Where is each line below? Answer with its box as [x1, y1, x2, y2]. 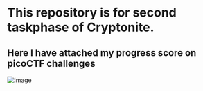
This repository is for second [7, 5, 177, 21]
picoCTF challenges [7, 57, 96, 70]
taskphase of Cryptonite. [7, 19, 155, 35]
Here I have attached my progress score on [7, 47, 197, 59]
